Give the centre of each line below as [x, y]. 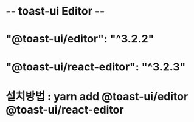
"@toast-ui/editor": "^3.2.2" [80, 39]
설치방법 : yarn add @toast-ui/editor [97, 96]
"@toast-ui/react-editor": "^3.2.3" [96, 66]
